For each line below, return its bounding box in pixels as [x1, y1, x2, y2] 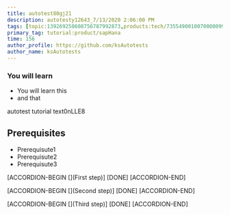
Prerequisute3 [16, 159, 57, 168]
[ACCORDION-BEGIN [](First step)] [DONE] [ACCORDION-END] [7, 173, 186, 181]
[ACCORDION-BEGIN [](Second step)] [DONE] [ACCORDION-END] [7, 186, 195, 194]
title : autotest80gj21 [7, 10, 72, 17]
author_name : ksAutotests [7, 49, 81, 56]
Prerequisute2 [16, 152, 57, 161]
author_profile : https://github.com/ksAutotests [7, 42, 149, 49]
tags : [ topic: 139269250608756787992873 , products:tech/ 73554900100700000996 [7, 23, 228, 30]
